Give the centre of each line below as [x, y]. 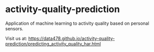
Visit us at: [16, 38]
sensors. [14, 28]
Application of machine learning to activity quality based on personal [77, 23]
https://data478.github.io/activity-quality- [72, 38]
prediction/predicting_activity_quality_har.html [53, 43]
